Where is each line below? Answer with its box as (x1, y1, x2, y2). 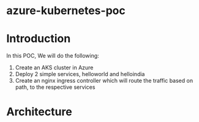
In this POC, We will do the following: (6, 52, 99, 59)
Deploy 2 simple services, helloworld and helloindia (15, 71, 145, 78)
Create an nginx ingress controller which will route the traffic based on (15, 77, 193, 85)
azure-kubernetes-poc (6, 4, 126, 18)
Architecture (6, 105, 72, 119)
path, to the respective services (15, 83, 96, 91)
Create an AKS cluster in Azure (15, 64, 94, 71)
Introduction (6, 32, 71, 46)
